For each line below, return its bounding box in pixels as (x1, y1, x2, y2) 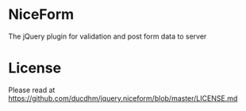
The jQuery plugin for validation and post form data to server (8, 31, 207, 41)
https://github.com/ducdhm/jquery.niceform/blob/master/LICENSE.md (8, 93, 238, 103)
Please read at (8, 85, 56, 94)
